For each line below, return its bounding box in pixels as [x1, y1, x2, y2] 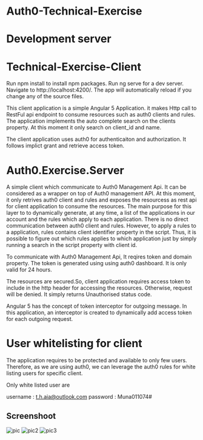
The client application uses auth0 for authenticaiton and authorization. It [6, 135, 187, 143]
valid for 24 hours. [6, 266, 53, 274]
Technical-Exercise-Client [6, 59, 141, 73]
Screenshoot [6, 411, 56, 421]
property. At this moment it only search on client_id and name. [6, 124, 162, 131]
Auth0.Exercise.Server [6, 163, 124, 177]
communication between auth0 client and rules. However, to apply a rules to [6, 222, 197, 229]
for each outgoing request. [6, 316, 73, 323]
